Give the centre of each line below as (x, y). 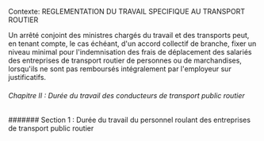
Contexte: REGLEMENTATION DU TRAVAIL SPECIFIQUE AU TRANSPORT (127, 11)
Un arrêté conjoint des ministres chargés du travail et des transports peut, (129, 35)
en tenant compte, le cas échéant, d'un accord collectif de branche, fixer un (132, 44)
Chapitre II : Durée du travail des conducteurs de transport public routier (126, 95)
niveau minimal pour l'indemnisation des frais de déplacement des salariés (130, 52)
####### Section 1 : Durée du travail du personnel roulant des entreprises (130, 120)
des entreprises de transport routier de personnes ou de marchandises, (125, 60)
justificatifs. (27, 77)
